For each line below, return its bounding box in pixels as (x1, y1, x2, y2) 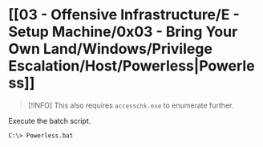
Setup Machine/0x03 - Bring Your (8, 22, 238, 41)
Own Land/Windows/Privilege (8, 40, 212, 58)
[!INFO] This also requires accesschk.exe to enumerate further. (27, 100, 234, 110)
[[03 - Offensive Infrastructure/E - (8, 6, 241, 24)
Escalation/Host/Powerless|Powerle (8, 57, 255, 76)
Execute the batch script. (8, 116, 91, 125)
